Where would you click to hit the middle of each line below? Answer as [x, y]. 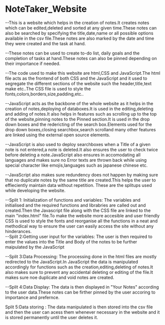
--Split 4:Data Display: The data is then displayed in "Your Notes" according [82, 287]
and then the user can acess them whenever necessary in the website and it [82, 312]
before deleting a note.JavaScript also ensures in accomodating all [73, 155]
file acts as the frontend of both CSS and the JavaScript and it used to [76, 78]
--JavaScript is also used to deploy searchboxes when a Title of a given [78, 144]
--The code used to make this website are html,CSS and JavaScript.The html [83, 73]
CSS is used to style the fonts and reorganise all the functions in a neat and [81, 221]
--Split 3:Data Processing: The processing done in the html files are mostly [81, 256]
